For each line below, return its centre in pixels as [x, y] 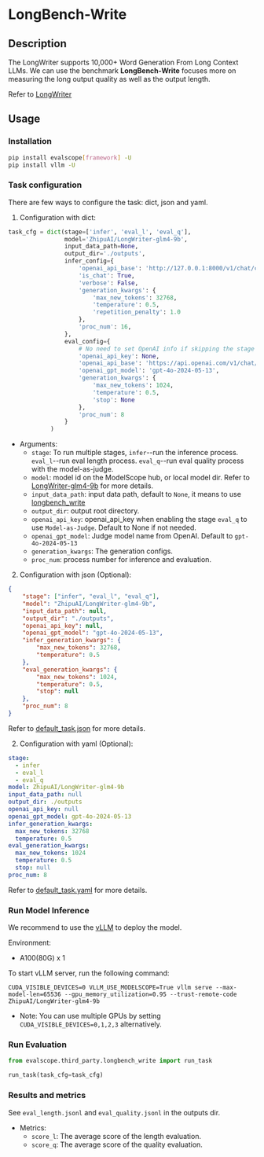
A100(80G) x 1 [42, 958]
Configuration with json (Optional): [75, 575]
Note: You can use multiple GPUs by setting [90, 1016]
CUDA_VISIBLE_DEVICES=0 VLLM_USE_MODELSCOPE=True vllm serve [110, 988]
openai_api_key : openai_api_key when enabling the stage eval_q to [139, 520]
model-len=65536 [35, 995]
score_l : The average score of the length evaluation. [116, 1136]
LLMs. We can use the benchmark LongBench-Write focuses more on [122, 71]
